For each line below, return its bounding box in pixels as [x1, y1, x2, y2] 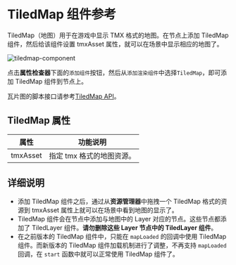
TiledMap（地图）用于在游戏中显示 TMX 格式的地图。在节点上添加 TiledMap [7, 31, 229, 39]
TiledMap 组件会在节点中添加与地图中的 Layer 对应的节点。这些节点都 [17, 214, 221, 223]
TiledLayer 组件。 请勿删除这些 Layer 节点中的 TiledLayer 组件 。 [31, 223, 218, 232]
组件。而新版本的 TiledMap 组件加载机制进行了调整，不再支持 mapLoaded [17, 240, 227, 250]
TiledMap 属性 [7, 115, 71, 127]
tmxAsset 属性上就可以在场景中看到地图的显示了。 [31, 205, 178, 214]
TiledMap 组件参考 [7, 6, 116, 22]
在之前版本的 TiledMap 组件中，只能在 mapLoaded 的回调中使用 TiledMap [17, 232, 227, 240]
